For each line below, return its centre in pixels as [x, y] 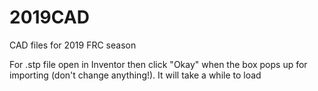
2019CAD [49, 17]
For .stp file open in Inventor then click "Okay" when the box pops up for [158, 64]
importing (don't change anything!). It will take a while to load [135, 75]
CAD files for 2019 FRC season [73, 45]
